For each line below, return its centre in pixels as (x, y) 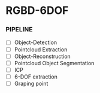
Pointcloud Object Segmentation (54, 63)
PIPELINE (19, 30)
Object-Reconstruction (43, 56)
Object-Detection (36, 42)
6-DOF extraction (36, 77)
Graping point (31, 83)
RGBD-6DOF (37, 11)
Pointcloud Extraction (41, 50)
